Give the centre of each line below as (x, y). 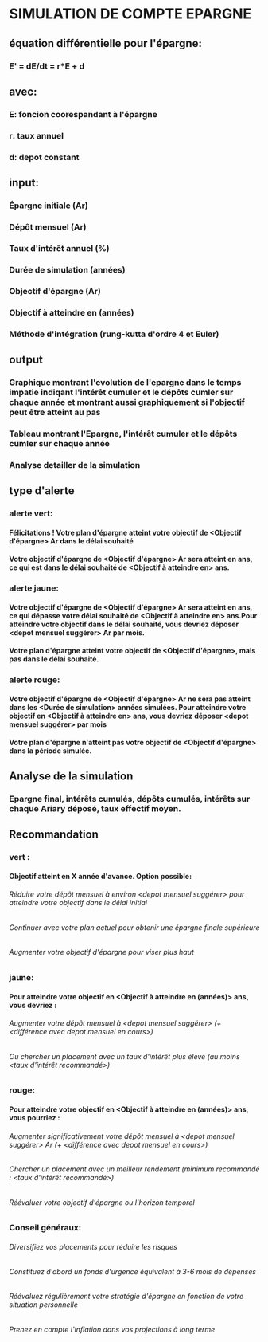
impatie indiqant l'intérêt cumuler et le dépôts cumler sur (121, 392)
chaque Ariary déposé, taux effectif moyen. (95, 808)
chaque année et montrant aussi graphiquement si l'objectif (127, 402)
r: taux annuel (37, 135)
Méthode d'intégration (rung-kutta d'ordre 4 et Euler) (114, 334)
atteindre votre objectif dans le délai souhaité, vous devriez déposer (124, 624)
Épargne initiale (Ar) (49, 206)
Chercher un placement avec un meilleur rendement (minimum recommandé (134, 1169)
